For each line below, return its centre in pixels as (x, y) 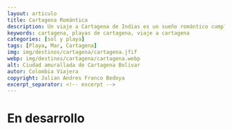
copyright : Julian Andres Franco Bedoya (66, 78)
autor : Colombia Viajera (43, 71)
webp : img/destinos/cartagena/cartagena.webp (74, 59)
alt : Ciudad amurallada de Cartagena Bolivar (74, 65)
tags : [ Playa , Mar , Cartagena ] (52, 46)
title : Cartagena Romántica (48, 20)
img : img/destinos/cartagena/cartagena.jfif (72, 53)
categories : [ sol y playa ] (46, 39)
